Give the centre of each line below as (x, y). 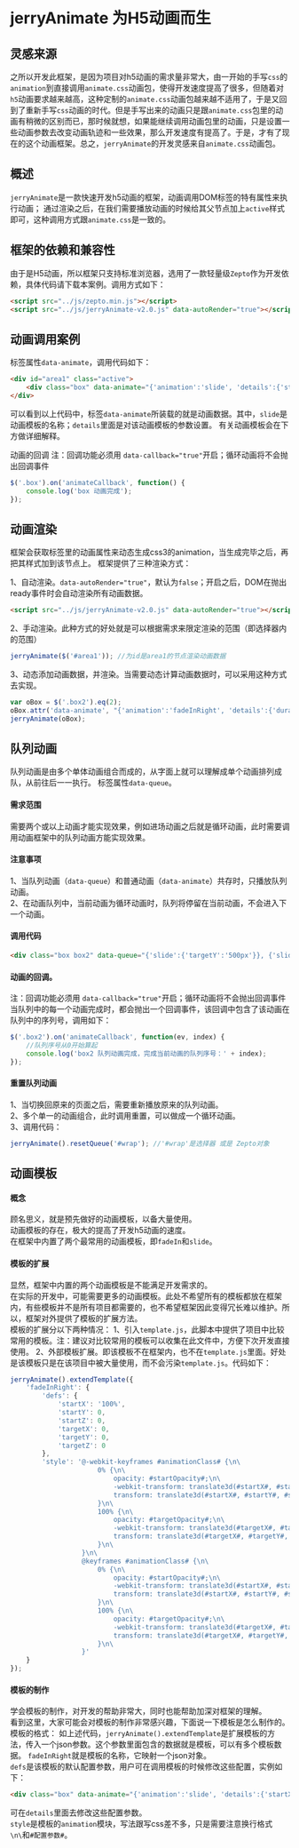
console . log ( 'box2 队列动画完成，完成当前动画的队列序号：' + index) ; (146, 1054)
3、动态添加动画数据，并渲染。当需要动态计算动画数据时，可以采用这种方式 (149, 674)
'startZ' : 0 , (81, 1421)
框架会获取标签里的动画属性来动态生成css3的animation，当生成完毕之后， (146, 553)
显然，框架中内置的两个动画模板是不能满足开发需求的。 (111, 1285)
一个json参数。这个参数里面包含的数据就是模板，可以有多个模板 (157, 1744)
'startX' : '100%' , (91, 1405)
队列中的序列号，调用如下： (61, 1020)
